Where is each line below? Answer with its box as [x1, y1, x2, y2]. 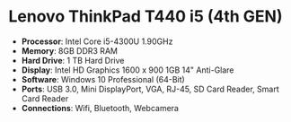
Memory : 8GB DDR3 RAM [21, 45, 119, 56]
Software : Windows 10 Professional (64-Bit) [21, 74, 185, 84]
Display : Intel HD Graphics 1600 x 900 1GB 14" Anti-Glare [21, 65, 234, 75]
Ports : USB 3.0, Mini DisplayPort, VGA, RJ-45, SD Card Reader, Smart [21, 83, 279, 94]
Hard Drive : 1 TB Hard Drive [21, 55, 125, 65]
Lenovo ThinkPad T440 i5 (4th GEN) [8, 6, 284, 27]
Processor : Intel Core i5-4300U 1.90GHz [21, 36, 173, 47]
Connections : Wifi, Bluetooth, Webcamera [21, 102, 179, 113]
